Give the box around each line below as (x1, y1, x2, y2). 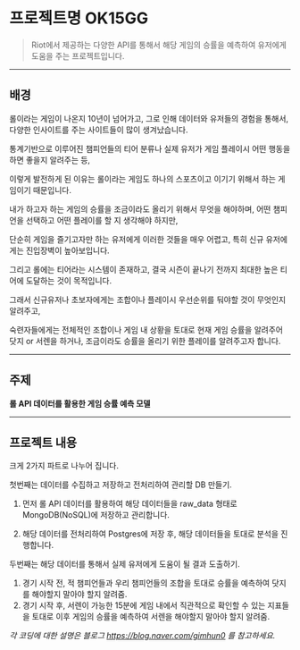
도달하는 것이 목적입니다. (25, 274, 112, 286)
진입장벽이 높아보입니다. (25, 245, 110, 256)
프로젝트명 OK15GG (9, 8, 149, 29)
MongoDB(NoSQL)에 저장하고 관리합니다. (21, 510, 170, 520)
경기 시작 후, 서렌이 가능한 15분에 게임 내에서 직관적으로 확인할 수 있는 (21, 600, 266, 611)
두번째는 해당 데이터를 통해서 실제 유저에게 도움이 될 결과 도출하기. (9, 559, 240, 570)
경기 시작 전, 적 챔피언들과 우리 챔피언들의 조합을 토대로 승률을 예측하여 (21, 578, 271, 588)
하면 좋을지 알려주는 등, (9, 154, 91, 165)
